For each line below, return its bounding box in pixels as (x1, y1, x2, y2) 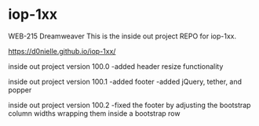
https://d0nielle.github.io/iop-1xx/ (8, 46, 116, 56)
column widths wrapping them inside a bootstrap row (8, 108, 181, 118)
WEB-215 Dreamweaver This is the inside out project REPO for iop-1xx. (8, 31, 237, 41)
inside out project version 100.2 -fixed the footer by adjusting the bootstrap (8, 100, 251, 110)
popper (8, 85, 32, 95)
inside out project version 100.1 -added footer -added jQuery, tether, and (8, 77, 242, 86)
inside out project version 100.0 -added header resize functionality (8, 61, 224, 71)
